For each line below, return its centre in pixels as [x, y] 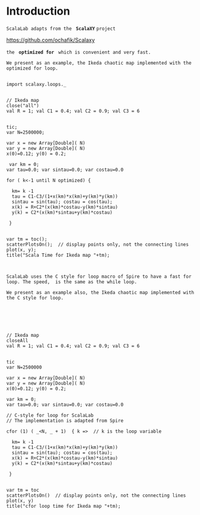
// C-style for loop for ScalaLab [50, 415]
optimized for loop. [33, 68]
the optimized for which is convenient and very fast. [79, 52]
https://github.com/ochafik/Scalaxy [51, 40]
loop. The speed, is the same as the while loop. [72, 282]
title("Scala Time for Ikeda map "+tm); [58, 255]
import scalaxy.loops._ [36, 84]
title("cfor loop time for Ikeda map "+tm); [64, 506]
